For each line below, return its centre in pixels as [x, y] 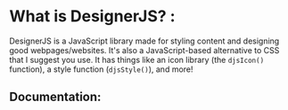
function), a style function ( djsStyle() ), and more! [101, 69]
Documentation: [55, 97]
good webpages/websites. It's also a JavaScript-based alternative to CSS [144, 50]
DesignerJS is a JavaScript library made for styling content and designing [144, 41]
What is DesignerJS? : [92, 16]
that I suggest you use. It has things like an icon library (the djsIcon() [137, 59]
